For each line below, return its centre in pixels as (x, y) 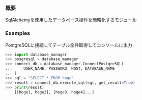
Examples (18, 33)
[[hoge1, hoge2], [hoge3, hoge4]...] (54, 92)
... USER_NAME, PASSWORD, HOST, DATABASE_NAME (60, 69)
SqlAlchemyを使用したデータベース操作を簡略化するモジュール (71, 20)
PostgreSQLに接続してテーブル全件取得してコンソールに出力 (69, 45)
